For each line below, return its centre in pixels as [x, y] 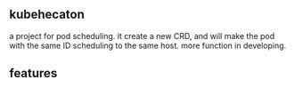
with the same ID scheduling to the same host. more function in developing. [148, 45]
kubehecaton [47, 15]
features [33, 73]
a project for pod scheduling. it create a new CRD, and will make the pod [142, 36]
